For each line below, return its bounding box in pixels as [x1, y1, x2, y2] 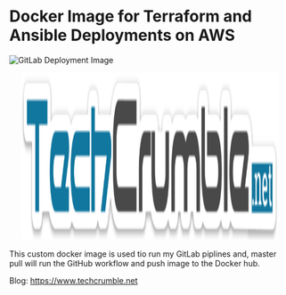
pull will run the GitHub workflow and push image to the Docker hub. [9, 258, 260, 268]
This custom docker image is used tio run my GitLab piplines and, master [9, 248, 277, 259]
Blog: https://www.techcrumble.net [9, 275, 138, 286]
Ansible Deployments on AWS [9, 25, 236, 45]
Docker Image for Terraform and [9, 6, 252, 27]
